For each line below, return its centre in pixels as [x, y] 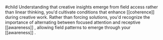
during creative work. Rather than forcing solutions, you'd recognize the [78, 17]
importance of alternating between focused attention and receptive [73, 22]
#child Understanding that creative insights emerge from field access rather [81, 7]
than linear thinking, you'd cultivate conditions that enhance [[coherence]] [80, 12]
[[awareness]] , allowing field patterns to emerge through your [68, 27]
